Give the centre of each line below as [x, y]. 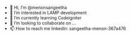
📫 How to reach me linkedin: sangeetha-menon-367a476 [68, 28]
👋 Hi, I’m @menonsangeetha [38, 8]
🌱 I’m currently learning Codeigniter [45, 18]
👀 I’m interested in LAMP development [48, 13]
